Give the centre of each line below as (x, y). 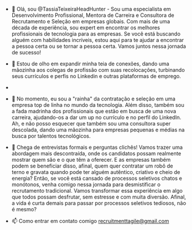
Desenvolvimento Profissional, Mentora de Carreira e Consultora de (93, 15)
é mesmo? (24, 209)
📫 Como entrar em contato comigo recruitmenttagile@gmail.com (90, 221)
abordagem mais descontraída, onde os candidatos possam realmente (96, 154)
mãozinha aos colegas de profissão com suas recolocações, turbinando (98, 70)
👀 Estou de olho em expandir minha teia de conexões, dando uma (90, 64)
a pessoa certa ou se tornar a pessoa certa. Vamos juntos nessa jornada (99, 46)
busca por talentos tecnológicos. (51, 136)
